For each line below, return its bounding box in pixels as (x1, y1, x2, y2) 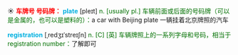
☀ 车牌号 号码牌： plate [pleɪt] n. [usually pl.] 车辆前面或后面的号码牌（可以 (7, 7, 230, 15)
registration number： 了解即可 (7, 39, 97, 48)
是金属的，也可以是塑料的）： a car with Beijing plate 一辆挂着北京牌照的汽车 (7, 16, 229, 24)
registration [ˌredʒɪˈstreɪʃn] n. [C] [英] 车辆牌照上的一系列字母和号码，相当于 (7, 31, 232, 39)
